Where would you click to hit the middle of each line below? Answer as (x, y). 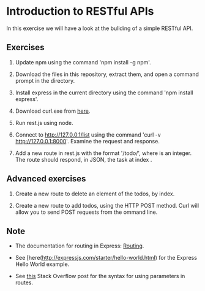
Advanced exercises (46, 179)
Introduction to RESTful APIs (80, 11)
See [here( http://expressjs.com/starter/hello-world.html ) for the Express (106, 258)
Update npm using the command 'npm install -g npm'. (83, 62)
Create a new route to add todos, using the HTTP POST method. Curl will (107, 205)
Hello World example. (42, 264)
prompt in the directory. (45, 80)
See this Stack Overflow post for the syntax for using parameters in (100, 276)
